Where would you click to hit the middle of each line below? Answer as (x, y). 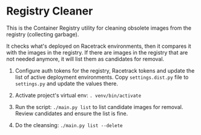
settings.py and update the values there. (66, 84)
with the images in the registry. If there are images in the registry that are (97, 52)
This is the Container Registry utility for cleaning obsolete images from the (99, 28)
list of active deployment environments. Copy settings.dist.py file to (102, 77)
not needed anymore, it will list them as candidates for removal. (85, 59)
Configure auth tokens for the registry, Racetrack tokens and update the (105, 70)
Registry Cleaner (50, 11)
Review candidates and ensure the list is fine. (71, 113)
